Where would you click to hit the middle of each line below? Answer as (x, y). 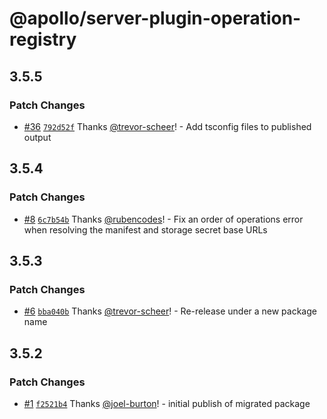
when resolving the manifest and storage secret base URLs (145, 229)
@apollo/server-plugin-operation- (155, 18)
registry (43, 39)
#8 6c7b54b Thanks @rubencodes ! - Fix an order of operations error (163, 219)
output (37, 137)
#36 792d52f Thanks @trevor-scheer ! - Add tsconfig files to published (167, 126)
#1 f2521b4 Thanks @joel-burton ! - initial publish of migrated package (167, 403)
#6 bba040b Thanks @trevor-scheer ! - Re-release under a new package (170, 311)
